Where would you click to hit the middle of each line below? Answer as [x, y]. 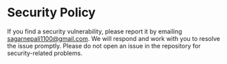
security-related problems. [45, 53]
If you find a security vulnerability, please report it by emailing [95, 31]
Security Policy [52, 13]
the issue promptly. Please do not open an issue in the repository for [104, 46]
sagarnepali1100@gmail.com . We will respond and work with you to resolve [113, 38]
